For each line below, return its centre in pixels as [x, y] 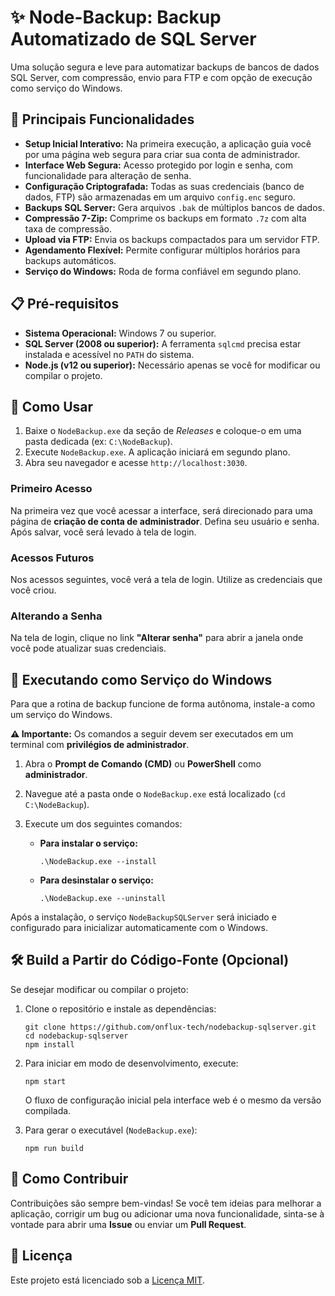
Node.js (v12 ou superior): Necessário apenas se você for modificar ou [172, 365]
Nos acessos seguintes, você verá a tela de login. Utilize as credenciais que [166, 579]
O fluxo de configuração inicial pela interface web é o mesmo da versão [173, 1100]
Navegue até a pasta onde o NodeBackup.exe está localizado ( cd [155, 794]
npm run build [54, 1148]
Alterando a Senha [56, 616]
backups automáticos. [70, 260]
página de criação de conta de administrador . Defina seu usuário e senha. [165, 521]
